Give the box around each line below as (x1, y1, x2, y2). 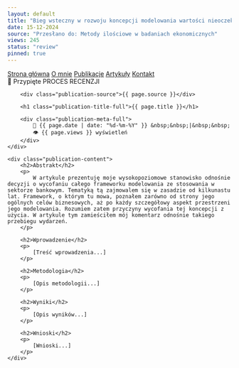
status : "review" (7, 43, 59, 50)
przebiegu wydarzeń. (7, 217, 69, 224)
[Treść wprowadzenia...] (33, 249, 107, 256)
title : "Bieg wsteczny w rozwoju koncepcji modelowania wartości (7, 17, 205, 24)
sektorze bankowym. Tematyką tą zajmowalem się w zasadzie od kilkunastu (7, 186, 231, 194)
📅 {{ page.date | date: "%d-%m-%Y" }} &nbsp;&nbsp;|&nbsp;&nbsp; (33, 121, 231, 129)
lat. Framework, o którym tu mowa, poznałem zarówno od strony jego (7, 193, 215, 200)
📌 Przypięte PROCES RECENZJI (7, 77, 100, 85)
